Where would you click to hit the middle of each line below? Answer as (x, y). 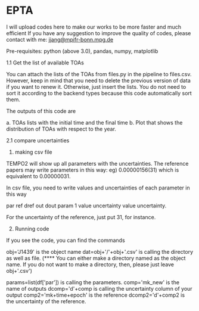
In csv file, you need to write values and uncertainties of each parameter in (98, 188)
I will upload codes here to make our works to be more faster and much (94, 27)
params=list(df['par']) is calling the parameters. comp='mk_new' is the (93, 282)
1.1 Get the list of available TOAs (45, 63)
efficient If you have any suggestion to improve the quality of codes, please (99, 33)
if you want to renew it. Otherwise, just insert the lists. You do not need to (96, 86)
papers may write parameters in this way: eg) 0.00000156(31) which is (93, 170)
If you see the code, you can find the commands (66, 240)
